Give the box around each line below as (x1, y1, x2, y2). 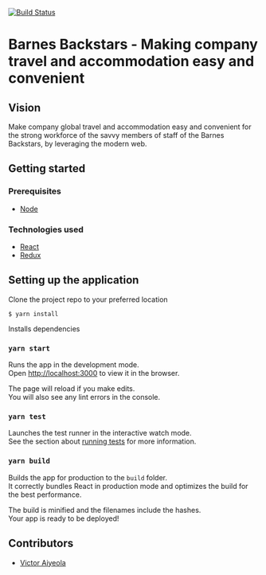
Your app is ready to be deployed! (8, 514, 119, 523)
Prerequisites (8, 186, 61, 197)
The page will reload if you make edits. (8, 384, 135, 393)
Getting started (8, 162, 86, 175)
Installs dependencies (8, 323, 80, 334)
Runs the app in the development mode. (8, 360, 139, 370)
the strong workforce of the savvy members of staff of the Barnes (8, 131, 225, 139)
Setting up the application (8, 273, 139, 287)
